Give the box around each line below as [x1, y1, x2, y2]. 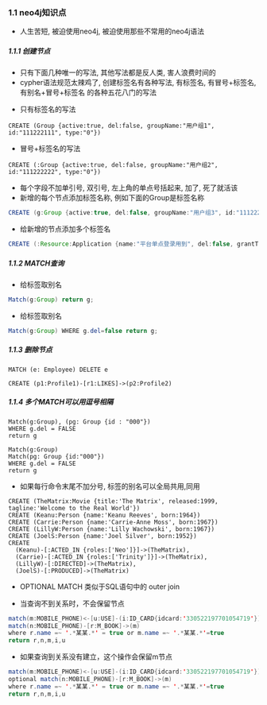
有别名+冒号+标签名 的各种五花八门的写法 [19, 87, 157, 97]
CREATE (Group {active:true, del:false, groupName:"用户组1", [8, 122, 215, 130]
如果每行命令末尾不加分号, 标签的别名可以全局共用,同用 [19, 481, 200, 490]
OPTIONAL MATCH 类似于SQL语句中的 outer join [19, 582, 180, 591]
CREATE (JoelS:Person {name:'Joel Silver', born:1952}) [8, 532, 197, 540]
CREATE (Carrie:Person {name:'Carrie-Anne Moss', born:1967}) [8, 518, 219, 526]
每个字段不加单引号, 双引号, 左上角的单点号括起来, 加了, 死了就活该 [19, 183, 238, 192]
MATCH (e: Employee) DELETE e [8, 366, 109, 374]
